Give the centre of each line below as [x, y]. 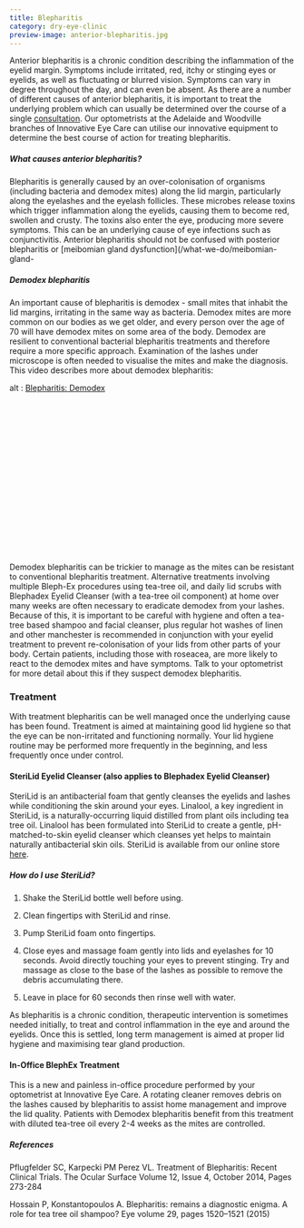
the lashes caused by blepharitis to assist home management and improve [148, 1104]
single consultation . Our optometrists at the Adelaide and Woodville [135, 118]
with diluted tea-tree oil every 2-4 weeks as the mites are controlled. [137, 1123]
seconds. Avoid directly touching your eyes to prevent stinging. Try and [156, 961]
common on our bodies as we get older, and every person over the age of [147, 322]
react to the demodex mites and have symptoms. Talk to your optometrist [146, 663]
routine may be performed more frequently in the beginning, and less [138, 746]
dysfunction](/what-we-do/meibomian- [204, 249]
